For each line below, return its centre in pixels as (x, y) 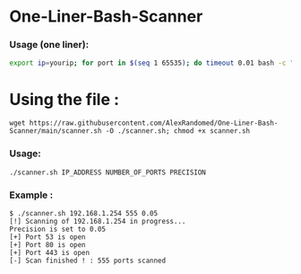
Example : (31, 195)
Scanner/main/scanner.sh (56, 131)
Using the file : (64, 99)
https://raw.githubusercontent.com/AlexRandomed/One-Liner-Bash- (154, 123)
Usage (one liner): (49, 45)
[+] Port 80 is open (48, 244)
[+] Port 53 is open (48, 237)
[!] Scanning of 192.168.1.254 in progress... (98, 221)
